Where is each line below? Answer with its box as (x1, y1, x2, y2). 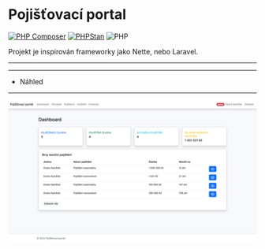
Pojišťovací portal (8, 6, 127, 24)
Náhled (19, 76, 43, 86)
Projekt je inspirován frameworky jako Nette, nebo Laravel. (8, 46, 199, 56)
